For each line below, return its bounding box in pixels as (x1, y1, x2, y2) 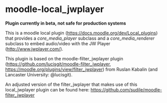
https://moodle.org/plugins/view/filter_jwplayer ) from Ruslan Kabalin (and (5, 66, 158, 72)
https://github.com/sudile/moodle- (90, 86, 162, 92)
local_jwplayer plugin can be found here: (5, 86, 90, 92)
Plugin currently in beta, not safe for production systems (5, 20, 126, 26)
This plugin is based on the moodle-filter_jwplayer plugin (5, 55, 123, 61)
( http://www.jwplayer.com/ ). (5, 46, 64, 52)
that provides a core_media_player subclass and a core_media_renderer (5, 35, 155, 41)
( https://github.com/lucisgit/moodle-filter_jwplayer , (5, 61, 112, 67)
